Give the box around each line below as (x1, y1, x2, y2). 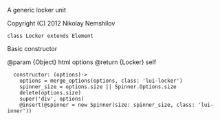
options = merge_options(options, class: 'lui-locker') (19, 77, 184, 84)
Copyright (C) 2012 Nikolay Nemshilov (7, 19, 115, 27)
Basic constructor (7, 45, 58, 52)
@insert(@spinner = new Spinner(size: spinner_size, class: (19, 101, 195, 108)
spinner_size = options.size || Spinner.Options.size (19, 83, 177, 90)
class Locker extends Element (7, 32, 94, 39)
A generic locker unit (7, 6, 67, 14)
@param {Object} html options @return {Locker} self (7, 58, 157, 66)
